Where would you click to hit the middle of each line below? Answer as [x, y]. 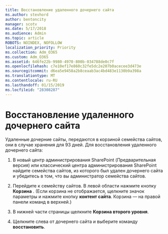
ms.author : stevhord [27, 15]
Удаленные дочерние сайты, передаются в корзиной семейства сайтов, [84, 139]
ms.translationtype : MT [30, 76]
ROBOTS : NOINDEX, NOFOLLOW [34, 43]
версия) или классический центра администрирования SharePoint [85, 165]
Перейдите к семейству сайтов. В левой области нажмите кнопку [85, 186]
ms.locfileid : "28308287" [32, 90]
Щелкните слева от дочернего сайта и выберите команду [75, 222]
